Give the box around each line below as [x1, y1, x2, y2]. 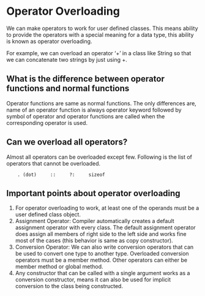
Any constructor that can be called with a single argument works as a [15, 270, 190, 277]
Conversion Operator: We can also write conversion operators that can [15, 243, 194, 251]
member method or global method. [15, 263, 103, 270]
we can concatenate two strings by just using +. [6, 56, 127, 63]
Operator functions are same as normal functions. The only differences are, [6, 99, 197, 107]
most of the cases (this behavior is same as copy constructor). [15, 237, 173, 245]
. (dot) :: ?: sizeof [17, 172, 105, 178]
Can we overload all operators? [6, 137, 128, 148]
